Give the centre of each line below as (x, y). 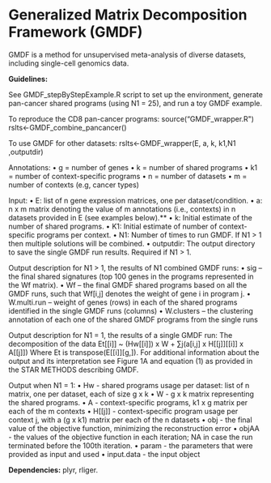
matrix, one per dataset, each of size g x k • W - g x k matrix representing (131, 394)
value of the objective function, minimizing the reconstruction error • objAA (134, 428)
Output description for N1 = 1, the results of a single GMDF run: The (121, 335)
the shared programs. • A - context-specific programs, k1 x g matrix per (128, 402)
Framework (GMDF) (76, 32)
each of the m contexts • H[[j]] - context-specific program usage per (123, 411)
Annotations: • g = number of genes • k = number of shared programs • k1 (133, 167)
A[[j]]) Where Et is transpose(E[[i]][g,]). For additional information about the (134, 352)
